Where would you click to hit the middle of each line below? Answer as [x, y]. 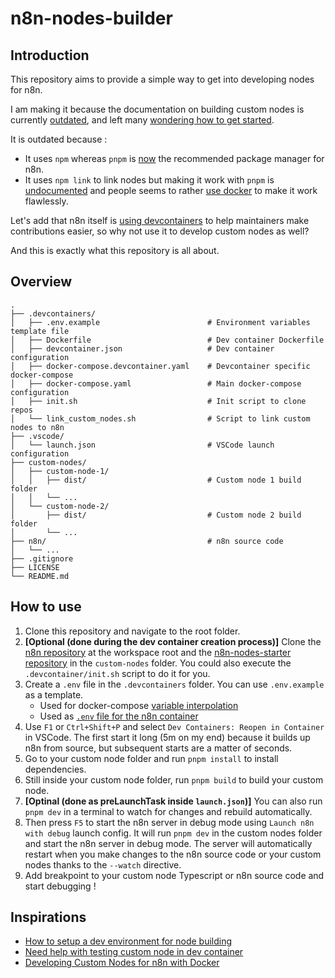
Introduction [50, 55]
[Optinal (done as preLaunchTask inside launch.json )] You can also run [173, 801]
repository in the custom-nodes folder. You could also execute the [158, 663]
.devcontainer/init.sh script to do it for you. [117, 673]
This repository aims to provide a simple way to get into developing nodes [162, 79]
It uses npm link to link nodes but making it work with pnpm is [149, 180]
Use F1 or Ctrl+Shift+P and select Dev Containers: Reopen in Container [174, 726]
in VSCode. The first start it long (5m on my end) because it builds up [167, 737]
